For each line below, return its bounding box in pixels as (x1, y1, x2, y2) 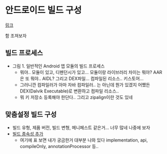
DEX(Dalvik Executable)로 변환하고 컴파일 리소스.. (19, 88, 119, 94)
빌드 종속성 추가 (12, 130, 43, 136)
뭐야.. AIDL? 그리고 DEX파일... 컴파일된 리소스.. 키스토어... (30, 75, 144, 81)
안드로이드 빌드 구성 (5, 4, 82, 16)
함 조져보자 (5, 32, 27, 38)
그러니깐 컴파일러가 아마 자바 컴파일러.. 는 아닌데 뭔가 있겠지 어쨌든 (19, 81, 151, 87)
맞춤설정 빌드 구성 (5, 110, 57, 119)
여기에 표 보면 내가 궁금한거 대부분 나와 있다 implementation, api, (19, 137, 148, 143)
